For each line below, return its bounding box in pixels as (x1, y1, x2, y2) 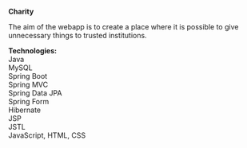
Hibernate (8, 105, 42, 115)
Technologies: (8, 46, 58, 55)
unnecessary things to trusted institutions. (8, 31, 147, 40)
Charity (8, 7, 34, 16)
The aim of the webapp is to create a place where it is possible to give (8, 22, 239, 31)
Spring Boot (8, 72, 48, 80)
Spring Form (8, 97, 50, 106)
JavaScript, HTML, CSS (8, 130, 86, 140)
